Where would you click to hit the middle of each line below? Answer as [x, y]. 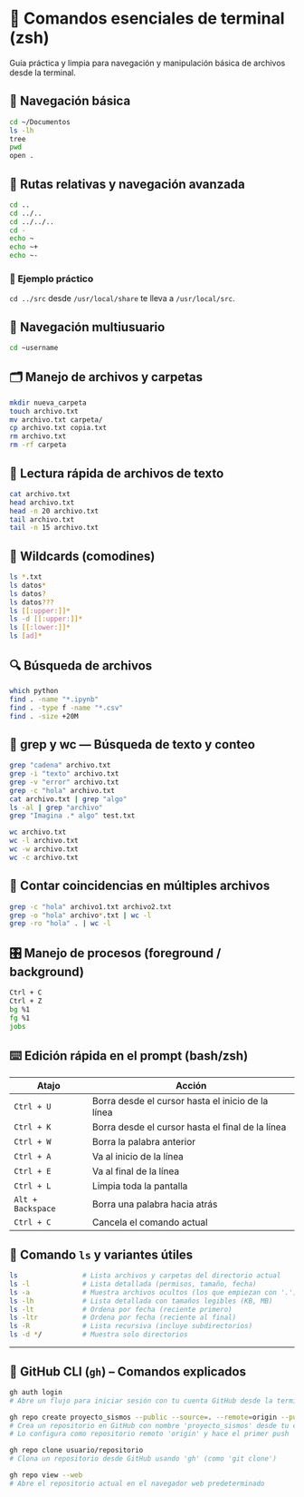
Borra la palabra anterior [144, 1142]
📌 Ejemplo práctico [52, 279]
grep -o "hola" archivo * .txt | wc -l [81, 915]
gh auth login [36, 1392]
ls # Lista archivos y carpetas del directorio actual [145, 1276]
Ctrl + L [33, 1186]
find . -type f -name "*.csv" [66, 708]
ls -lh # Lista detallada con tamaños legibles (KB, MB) [141, 1301]
